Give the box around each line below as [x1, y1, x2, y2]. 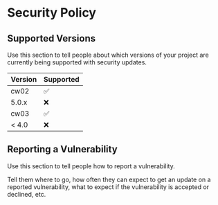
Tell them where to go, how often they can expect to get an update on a [7, 175, 211, 184]
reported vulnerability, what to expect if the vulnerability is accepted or [7, 182, 210, 191]
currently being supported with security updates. [7, 58, 147, 66]
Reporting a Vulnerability [7, 143, 118, 155]
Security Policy [7, 5, 97, 21]
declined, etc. [7, 190, 46, 198]
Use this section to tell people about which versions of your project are [7, 51, 209, 59]
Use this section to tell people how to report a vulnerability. [7, 161, 175, 170]
